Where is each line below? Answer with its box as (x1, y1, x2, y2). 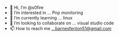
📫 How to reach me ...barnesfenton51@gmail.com (9, 26, 112, 31)
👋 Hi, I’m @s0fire (9, 5, 44, 10)
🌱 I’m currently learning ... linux (9, 15, 72, 20)
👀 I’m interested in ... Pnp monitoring (9, 10, 83, 16)
